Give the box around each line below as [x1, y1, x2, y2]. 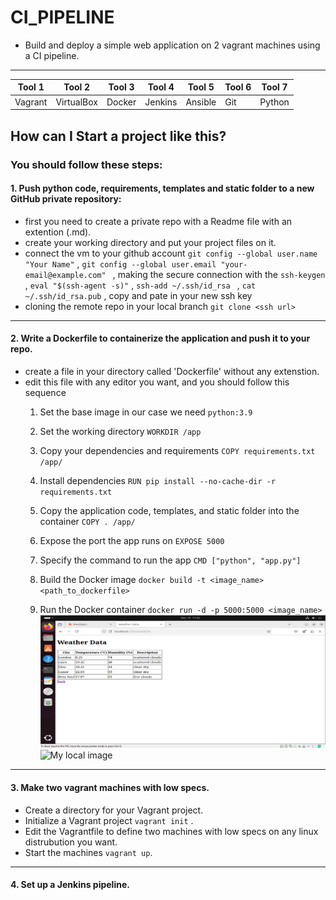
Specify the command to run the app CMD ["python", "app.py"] [39, 554, 302, 566]
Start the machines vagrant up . [24, 846, 153, 858]
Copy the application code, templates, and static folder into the [39, 504, 300, 516]
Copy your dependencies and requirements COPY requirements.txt [39, 444, 316, 456]
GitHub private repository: [10, 193, 122, 205]
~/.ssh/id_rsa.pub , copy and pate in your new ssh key [24, 289, 253, 301]
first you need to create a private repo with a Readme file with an [24, 215, 293, 227]
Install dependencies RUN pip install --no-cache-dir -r [39, 474, 277, 486]
